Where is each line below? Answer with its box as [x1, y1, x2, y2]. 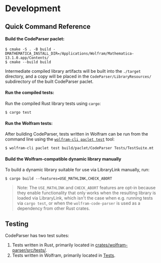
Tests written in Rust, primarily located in [12, 242, 94, 248]
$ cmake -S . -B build [5, 47, 51, 52]
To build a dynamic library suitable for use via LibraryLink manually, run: [5, 167, 150, 173]
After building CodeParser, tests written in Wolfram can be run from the [5, 131, 148, 137]
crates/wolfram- [95, 242, 128, 248]
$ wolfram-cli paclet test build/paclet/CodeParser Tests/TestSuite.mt [5, 146, 154, 151]
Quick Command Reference [5, 22, 91, 31]
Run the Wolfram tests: [5, 120, 53, 126]
